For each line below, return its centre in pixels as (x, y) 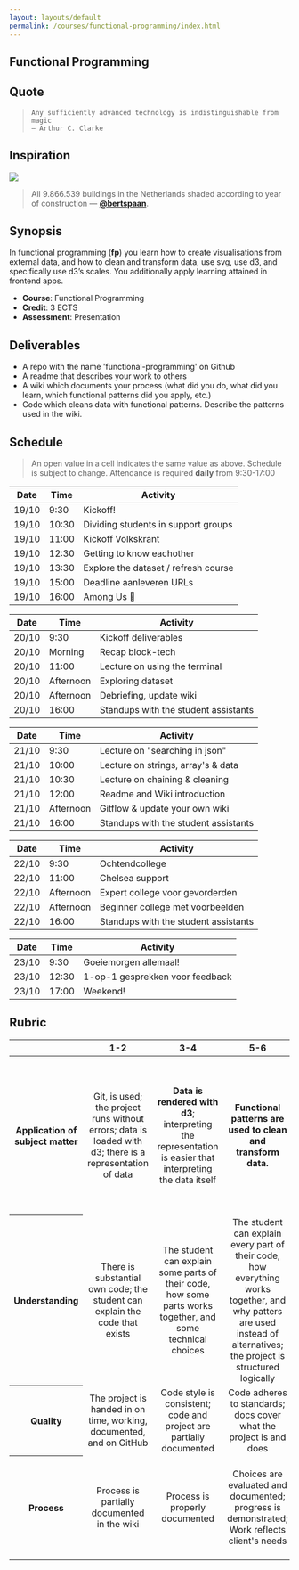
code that (117, 1322)
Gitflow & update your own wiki (164, 808)
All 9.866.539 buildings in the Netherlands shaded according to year (156, 193)
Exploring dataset (136, 681)
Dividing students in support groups (158, 524)
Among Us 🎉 (109, 596)
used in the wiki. (52, 414)
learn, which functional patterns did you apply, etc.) (117, 395)
